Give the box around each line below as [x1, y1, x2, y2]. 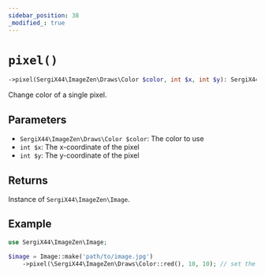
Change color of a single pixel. [8, 90, 108, 99]
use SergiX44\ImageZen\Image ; [8, 238, 108, 246]
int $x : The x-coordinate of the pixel [19, 143, 140, 152]
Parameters [8, 113, 67, 126]
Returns [8, 173, 49, 187]
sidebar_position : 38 [8, 11, 80, 20]
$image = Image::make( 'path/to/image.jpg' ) [8, 252, 154, 260]
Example [8, 218, 52, 231]
